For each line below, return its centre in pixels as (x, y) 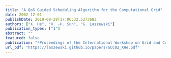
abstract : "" (19, 33)
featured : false (22, 38)
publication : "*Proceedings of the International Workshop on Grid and (83, 43)
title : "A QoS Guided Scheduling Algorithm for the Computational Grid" (84, 10)
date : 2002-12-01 (24, 15)
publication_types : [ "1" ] (33, 29)
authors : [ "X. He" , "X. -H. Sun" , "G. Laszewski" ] (60, 24)
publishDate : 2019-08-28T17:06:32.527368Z (51, 19)
